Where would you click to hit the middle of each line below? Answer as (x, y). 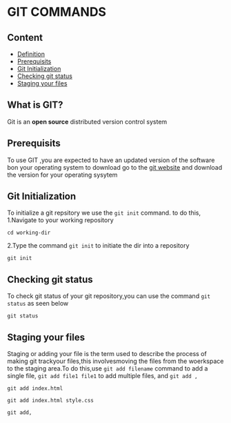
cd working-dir (29, 233)
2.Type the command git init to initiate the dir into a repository (98, 246)
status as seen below (38, 304)
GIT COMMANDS (57, 12)
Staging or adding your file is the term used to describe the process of (107, 354)
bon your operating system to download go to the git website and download (115, 167)
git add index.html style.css (51, 401)
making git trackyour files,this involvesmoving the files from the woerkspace (115, 361)
